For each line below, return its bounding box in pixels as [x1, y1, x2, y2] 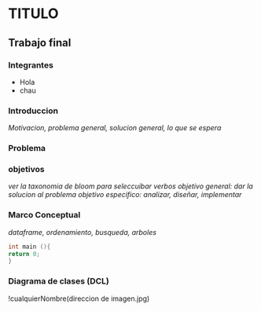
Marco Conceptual [8, 210, 81, 221]
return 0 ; [8, 250, 41, 258]
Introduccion [8, 105, 59, 116]
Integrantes [8, 60, 53, 71]
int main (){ [8, 243, 51, 251]
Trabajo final [8, 36, 72, 49]
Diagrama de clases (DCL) [8, 276, 110, 287]
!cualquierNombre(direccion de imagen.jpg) [8, 294, 150, 303]
